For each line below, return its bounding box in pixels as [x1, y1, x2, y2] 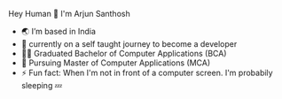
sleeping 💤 [20, 80, 63, 90]
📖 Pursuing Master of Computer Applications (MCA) [20, 57, 211, 68]
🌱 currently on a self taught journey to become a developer [20, 39, 238, 49]
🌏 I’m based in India [20, 27, 97, 36]
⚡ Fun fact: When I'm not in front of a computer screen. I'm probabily [20, 67, 273, 78]
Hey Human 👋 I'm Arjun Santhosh [8, 9, 130, 19]
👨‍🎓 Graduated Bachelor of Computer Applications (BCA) [20, 49, 227, 58]
